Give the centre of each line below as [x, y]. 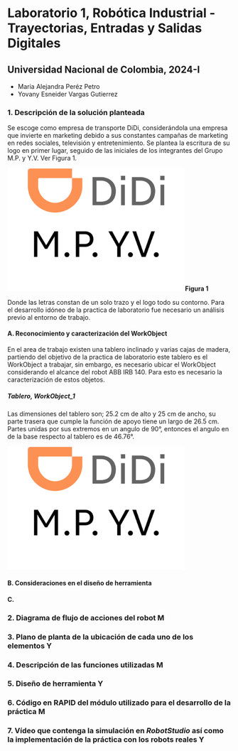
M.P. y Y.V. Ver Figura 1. [42, 158]
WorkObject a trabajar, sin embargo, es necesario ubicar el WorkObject [112, 364]
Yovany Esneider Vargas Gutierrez [68, 94]
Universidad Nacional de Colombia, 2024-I [104, 69]
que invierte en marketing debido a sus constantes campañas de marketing [118, 136]
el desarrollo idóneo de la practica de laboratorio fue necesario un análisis [116, 310]
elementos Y [29, 646]
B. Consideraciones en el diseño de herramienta [80, 583]
